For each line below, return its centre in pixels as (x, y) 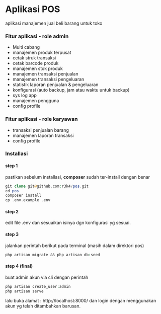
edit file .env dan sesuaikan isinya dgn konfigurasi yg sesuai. (68, 223)
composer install (23, 195)
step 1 (12, 166)
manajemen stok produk (37, 68)
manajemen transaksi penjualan (45, 74)
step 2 (12, 211)
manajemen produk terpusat (42, 53)
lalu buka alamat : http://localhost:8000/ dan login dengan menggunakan (81, 301)
